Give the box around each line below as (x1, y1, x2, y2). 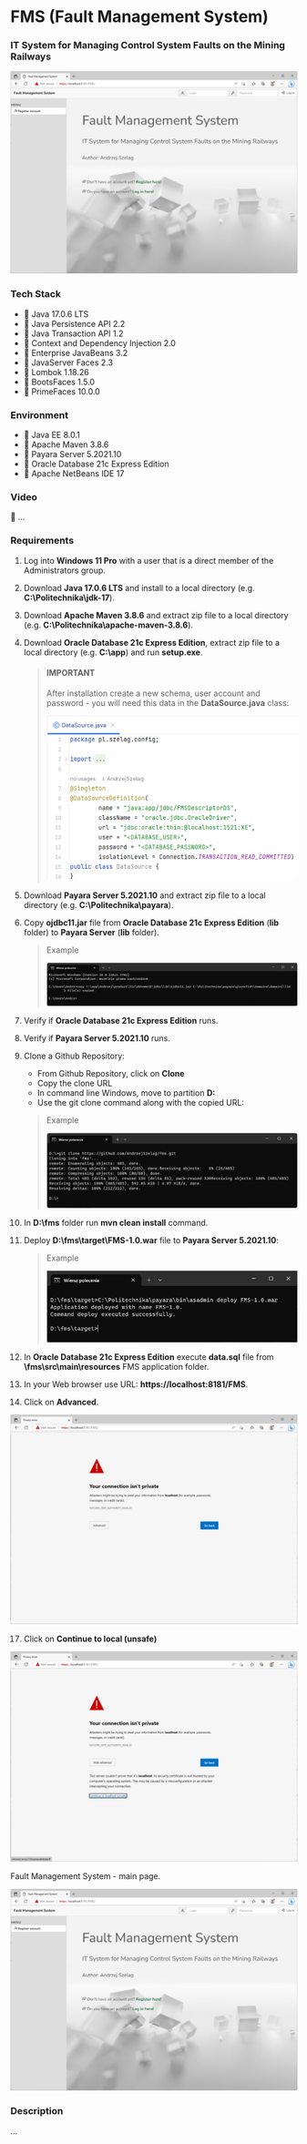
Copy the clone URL (36, 1077, 113, 1089)
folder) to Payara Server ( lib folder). (23, 926, 160, 937)
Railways (10, 50, 52, 63)
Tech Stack (10, 288, 62, 301)
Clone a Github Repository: (23, 1050, 126, 1062)
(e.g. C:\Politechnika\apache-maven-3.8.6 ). (23, 619, 194, 630)
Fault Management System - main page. (10, 1870, 161, 1882)
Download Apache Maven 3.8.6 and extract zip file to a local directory (23, 609, 290, 620)
